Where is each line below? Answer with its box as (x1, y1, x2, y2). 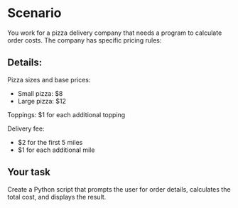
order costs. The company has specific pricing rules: (7, 35, 162, 44)
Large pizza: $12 (17, 97, 66, 105)
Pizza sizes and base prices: (7, 75, 91, 84)
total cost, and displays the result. (7, 192, 107, 201)
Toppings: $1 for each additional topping (7, 110, 126, 119)
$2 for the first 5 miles (17, 138, 83, 146)
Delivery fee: (7, 124, 45, 133)
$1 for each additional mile (17, 146, 95, 154)
